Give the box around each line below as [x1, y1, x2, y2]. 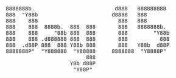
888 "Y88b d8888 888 [5, 12, 147, 18]
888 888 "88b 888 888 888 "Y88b [5, 30, 170, 36]
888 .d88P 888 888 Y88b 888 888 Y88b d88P [5, 42, 170, 48]
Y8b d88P [69, 60, 96, 66]
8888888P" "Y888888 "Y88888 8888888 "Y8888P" [5, 48, 167, 54]
